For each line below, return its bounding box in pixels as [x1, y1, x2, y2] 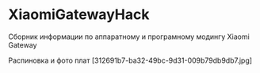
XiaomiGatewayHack [8, 6, 150, 24]
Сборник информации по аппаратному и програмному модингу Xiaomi [8, 32, 250, 41]
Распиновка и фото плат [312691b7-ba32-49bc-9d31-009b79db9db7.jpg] [8, 56, 252, 65]
